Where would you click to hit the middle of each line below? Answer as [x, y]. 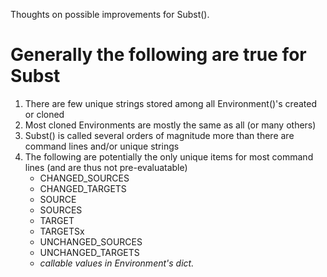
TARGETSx [62, 231]
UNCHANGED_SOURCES [91, 241]
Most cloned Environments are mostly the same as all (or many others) [170, 125]
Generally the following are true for [158, 55]
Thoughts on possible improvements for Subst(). [110, 14]
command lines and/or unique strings [102, 146]
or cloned [44, 114]
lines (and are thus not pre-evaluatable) [106, 167]
